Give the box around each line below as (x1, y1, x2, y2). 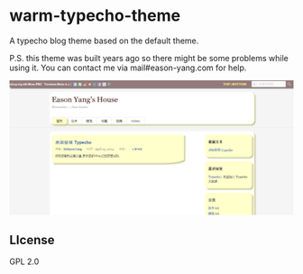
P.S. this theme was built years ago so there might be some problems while (9, 52, 289, 63)
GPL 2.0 (9, 256, 40, 267)
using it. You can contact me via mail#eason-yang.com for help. (9, 62, 247, 73)
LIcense (9, 233, 55, 248)
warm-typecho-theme (9, 5, 181, 26)
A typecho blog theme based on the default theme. (9, 35, 199, 46)
